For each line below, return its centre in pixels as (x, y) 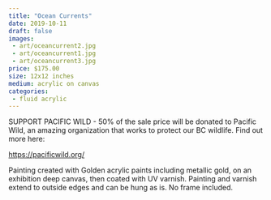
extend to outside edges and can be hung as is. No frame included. (121, 188)
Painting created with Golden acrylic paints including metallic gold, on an (130, 170)
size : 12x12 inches (41, 76)
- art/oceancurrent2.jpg (54, 46)
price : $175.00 (34, 69)
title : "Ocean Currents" (50, 16)
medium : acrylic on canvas (54, 83)
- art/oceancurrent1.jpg (54, 53)
